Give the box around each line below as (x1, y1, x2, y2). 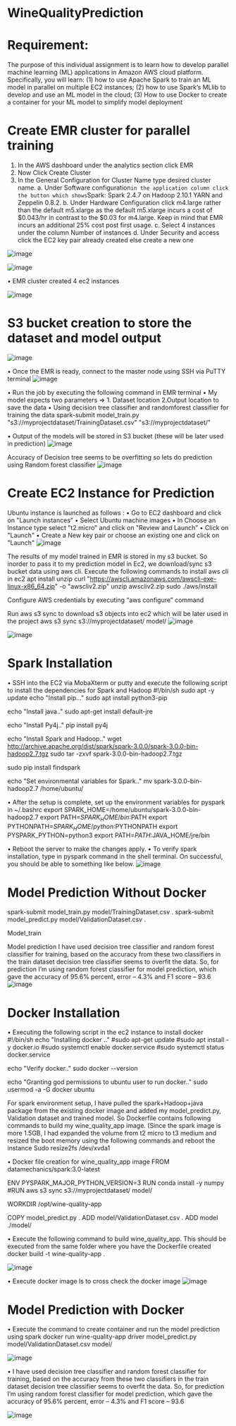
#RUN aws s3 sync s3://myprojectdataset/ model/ (7, 1186, 153, 1195)
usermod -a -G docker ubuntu (7, 1086, 95, 1094)
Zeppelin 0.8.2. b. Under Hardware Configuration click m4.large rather (17, 199, 222, 207)
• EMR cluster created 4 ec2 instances (7, 277, 120, 285)
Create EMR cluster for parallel (7, 123, 190, 139)
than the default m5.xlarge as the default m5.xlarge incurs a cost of (17, 206, 213, 214)
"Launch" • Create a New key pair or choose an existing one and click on (7, 531, 220, 539)
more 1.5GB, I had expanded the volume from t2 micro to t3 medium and (7, 1129, 217, 1138)
